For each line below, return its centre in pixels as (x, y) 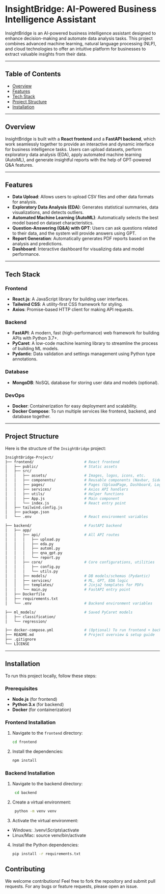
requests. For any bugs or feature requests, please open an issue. (72, 886)
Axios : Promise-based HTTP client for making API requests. (73, 310)
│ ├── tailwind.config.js (34, 507)
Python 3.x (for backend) (38, 704)
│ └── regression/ (26, 621)
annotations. (25, 359)
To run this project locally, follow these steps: (51, 676)
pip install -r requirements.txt (46, 854)
